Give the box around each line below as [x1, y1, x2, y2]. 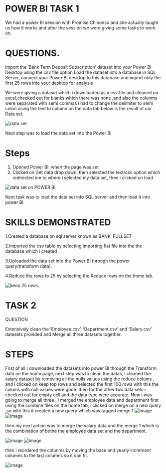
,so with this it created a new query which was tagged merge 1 [5, 407, 134, 414]
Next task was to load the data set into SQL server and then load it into [5, 194, 151, 200]
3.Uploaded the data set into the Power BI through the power [5, 258, 130, 264]
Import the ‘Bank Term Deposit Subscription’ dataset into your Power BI [5, 64, 152, 70]
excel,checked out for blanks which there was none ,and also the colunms [5, 95, 158, 101]
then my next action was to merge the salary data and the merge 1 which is [5, 422, 159, 429]
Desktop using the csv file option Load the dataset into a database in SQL [5, 69, 156, 75]
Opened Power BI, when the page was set [12, 164, 99, 170]
